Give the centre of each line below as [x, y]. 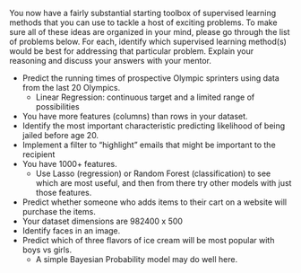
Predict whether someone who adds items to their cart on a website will [155, 202]
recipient [39, 154]
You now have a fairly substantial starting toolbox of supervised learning [143, 13]
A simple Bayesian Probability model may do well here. [137, 259]
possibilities [57, 106]
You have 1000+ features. [70, 164]
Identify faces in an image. [71, 231]
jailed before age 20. [60, 135]
